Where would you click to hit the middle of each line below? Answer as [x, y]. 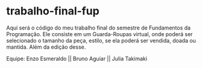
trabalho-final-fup [53, 11]
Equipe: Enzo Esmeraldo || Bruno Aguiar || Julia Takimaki [77, 58]
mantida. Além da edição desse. [46, 47]
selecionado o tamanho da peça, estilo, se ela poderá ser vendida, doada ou [101, 40]
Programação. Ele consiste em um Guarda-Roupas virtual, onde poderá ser [99, 34]
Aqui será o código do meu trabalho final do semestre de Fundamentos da [99, 28]
